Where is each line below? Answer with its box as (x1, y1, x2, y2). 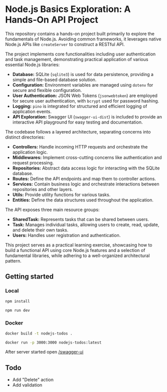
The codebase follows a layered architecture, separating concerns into (5, 128, 151, 134)
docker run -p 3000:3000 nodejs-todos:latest (5, 340, 101, 345)
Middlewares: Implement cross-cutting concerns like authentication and (12, 154, 162, 160)
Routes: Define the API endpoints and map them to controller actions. (12, 175, 156, 181)
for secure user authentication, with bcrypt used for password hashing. (12, 97, 159, 103)
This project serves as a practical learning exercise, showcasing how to (5, 241, 152, 248)
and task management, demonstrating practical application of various (5, 56, 148, 62)
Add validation (12, 382, 42, 388)
